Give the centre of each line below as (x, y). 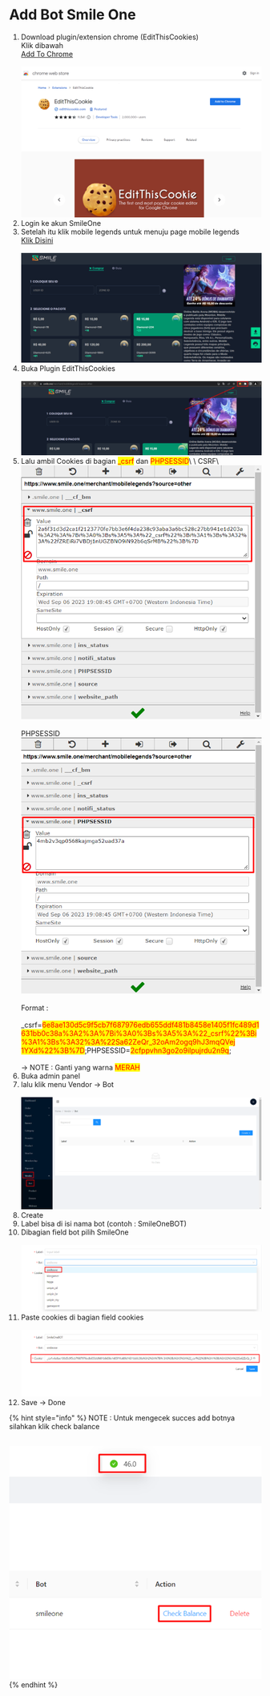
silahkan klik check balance (54, 1426)
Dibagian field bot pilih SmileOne (75, 1232)
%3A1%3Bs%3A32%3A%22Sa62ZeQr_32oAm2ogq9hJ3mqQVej (128, 1042)
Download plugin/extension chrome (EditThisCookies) (110, 37)
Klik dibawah (42, 45)
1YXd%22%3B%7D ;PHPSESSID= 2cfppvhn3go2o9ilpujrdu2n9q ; (126, 1050)
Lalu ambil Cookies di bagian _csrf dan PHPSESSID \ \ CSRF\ (120, 461)
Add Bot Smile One (73, 15)
